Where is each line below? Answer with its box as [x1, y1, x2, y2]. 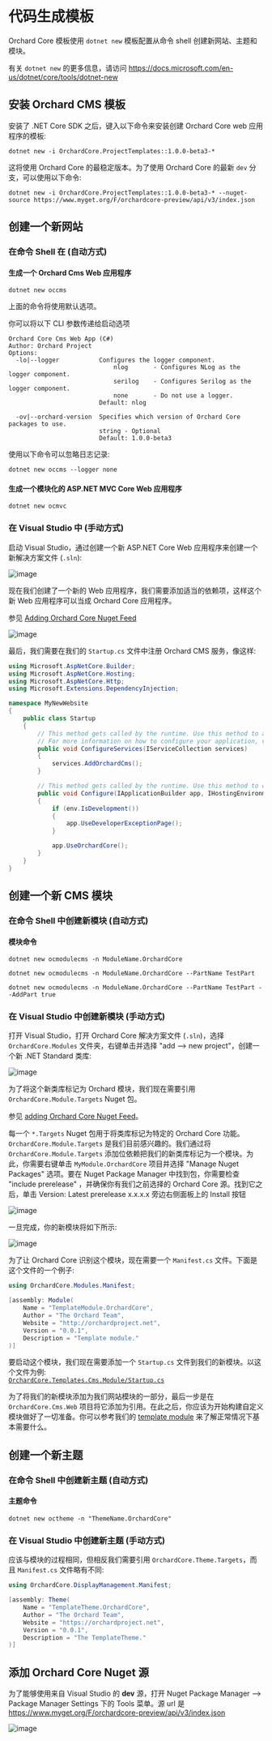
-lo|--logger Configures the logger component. [15, 356, 216, 365]
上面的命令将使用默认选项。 [8, 302, 101, 311]
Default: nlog [98, 399, 147, 407]
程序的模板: [8, 131, 47, 140]
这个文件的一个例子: [8, 1266, 75, 1276]
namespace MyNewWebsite [8, 699, 89, 708]
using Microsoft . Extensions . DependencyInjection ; [8, 684, 180, 693]
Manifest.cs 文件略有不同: [17, 1565, 104, 1575]
